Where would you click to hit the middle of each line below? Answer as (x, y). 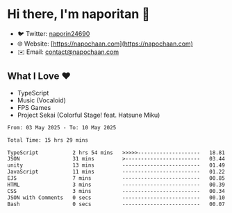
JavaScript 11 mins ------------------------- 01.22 (116, 172)
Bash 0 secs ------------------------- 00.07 (116, 204)
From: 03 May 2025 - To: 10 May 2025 (62, 127)
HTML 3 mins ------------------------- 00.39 (116, 185)
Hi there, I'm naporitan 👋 (79, 14)
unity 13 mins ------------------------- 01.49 (116, 165)
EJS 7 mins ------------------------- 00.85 (116, 178)
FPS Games (34, 107)
